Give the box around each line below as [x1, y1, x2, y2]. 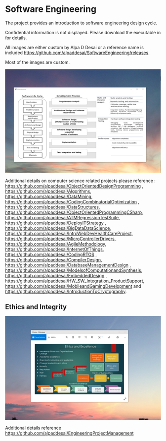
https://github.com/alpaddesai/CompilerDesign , [5, 256, 102, 262]
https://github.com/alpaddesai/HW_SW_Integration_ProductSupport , [5, 278, 145, 284]
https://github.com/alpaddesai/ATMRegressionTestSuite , [5, 214, 120, 220]
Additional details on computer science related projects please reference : [5, 178, 156, 184]
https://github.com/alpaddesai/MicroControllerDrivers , [5, 236, 116, 242]
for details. [5, 35, 27, 41]
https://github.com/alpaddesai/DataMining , [5, 193, 93, 199]
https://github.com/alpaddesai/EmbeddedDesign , [5, 272, 107, 278]
